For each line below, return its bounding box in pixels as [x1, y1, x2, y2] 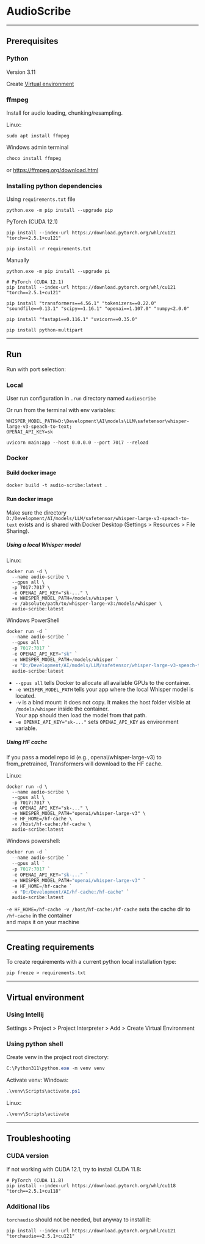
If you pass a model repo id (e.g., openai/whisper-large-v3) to [6, 754, 162, 761]
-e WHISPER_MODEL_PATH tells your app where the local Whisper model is [15, 685, 194, 693]
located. [15, 692, 36, 700]
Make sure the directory [6, 508, 67, 516]
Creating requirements [6, 942, 95, 952]
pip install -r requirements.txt [6, 246, 92, 252]
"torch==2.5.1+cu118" [6, 1188, 62, 1194]
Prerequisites [6, 36, 59, 46]
